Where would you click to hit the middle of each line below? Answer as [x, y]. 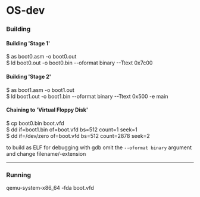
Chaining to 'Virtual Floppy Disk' [47, 110]
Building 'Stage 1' [28, 43]
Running [19, 175]
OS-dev [26, 10]
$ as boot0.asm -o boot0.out [41, 57]
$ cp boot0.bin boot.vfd [35, 123]
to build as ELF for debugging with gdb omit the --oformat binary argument [99, 147]
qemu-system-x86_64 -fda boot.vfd [50, 188]
